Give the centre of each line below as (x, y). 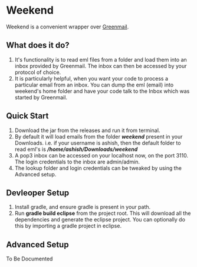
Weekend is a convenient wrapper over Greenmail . (68, 27)
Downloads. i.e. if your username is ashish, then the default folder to (98, 143)
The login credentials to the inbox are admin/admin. (77, 162)
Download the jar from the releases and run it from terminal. (87, 130)
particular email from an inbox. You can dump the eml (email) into (94, 85)
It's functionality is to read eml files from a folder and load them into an (101, 59)
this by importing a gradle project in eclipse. (68, 226)
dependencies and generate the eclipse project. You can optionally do (100, 220)
